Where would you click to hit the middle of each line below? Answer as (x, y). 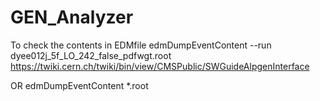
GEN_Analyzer (72, 17)
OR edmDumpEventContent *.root (79, 85)
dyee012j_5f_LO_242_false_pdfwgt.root (91, 55)
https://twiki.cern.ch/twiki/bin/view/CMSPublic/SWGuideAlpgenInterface (160, 66)
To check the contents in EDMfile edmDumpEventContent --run (141, 45)
